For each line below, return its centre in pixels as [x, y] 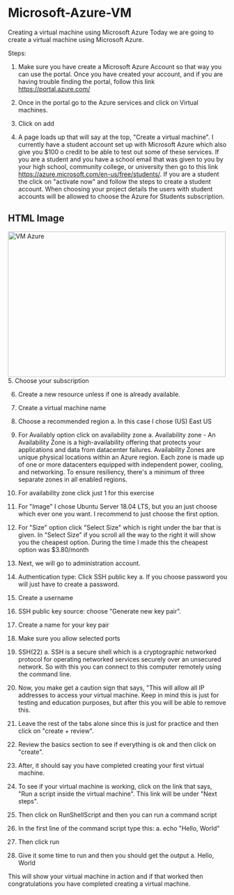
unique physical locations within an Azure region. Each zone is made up [121, 457]
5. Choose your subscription [48, 380]
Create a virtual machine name [62, 407]
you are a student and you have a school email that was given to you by [120, 159]
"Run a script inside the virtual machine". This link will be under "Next [117, 794]
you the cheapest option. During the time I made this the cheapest [113, 542]
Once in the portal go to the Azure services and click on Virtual [108, 102]
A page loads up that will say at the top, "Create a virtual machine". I [116, 137]
